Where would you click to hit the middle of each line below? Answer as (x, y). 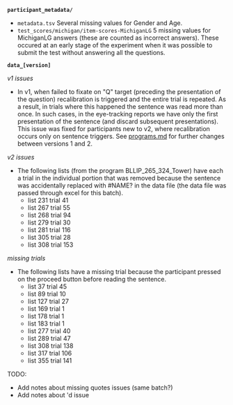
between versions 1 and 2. (55, 144)
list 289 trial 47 (49, 338)
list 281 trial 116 (49, 230)
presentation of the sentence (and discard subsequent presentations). (118, 121)
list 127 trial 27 (48, 301)
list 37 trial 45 (47, 286)
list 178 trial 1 (46, 316)
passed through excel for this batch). (70, 193)
